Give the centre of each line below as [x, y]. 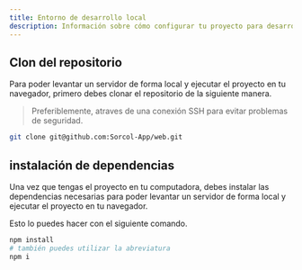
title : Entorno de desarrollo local [78, 18]
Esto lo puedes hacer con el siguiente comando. [98, 223]
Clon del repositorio [66, 63]
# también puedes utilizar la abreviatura [90, 248]
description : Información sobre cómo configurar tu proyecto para [136, 26]
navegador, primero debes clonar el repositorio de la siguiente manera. [141, 94]
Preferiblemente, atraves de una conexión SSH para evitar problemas [160, 111]
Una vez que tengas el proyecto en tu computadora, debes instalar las [139, 187]
